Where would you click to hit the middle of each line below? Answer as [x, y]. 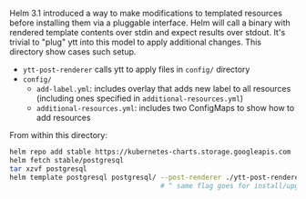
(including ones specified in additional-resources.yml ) [140, 98]
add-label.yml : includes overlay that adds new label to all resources [163, 89]
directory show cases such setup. [73, 52]
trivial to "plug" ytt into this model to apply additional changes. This [136, 42]
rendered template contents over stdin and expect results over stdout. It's [148, 32]
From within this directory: [58, 135]
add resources [63, 118]
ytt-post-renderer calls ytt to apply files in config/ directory [136, 69]
